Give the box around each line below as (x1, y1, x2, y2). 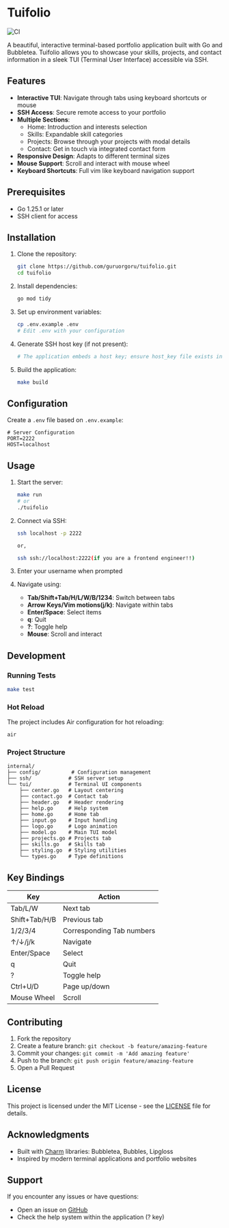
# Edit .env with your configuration (16, 327, 125, 334)
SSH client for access (16, 211, 79, 220)
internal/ (7, 763, 36, 770)
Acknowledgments (7, 1129, 90, 1141)
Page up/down (62, 982, 110, 991)
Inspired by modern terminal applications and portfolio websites (16, 1155, 197, 1163)
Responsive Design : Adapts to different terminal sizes (16, 152, 170, 160)
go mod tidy (16, 295, 51, 303)
